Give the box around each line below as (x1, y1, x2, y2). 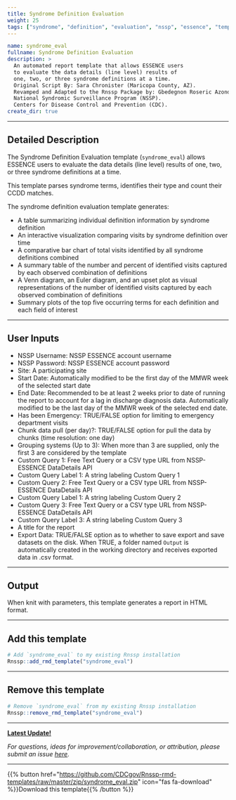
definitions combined (17, 253, 79, 262)
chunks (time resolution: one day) (17, 433, 115, 441)
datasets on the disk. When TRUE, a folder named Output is (17, 538, 189, 546)
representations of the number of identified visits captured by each (17, 283, 212, 292)
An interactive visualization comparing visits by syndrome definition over (17, 231, 228, 239)
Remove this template (7, 684, 105, 696)
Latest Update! (7, 728, 51, 737)
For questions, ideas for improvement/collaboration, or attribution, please (7, 742, 221, 751)
